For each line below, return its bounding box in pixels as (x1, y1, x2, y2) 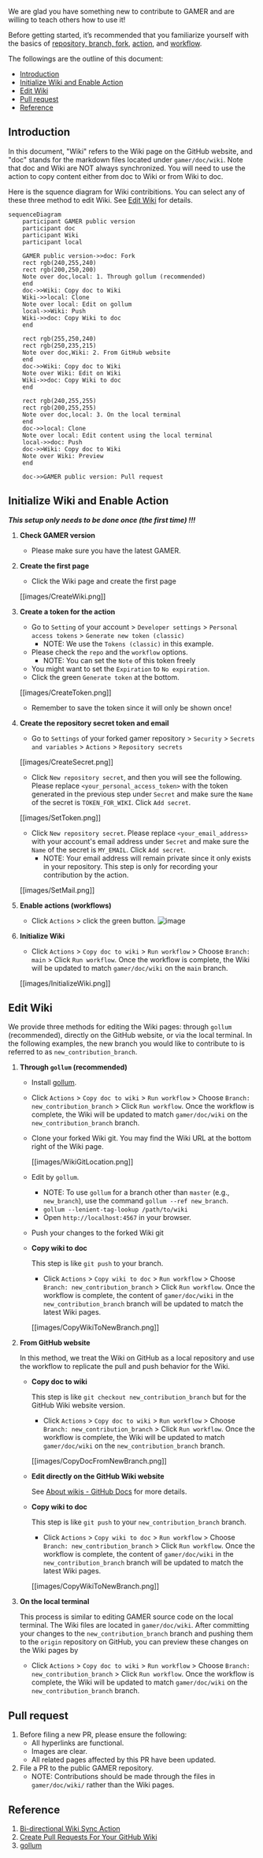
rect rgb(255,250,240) (22, 334, 97, 342)
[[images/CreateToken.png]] (19, 688, 112, 697)
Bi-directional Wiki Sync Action (19, 1824, 120, 1834)
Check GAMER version (19, 530, 96, 539)
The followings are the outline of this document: (8, 54, 164, 63)
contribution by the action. (43, 870, 129, 879)
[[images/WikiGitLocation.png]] (31, 1157, 134, 1166)
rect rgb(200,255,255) (22, 404, 97, 412)
